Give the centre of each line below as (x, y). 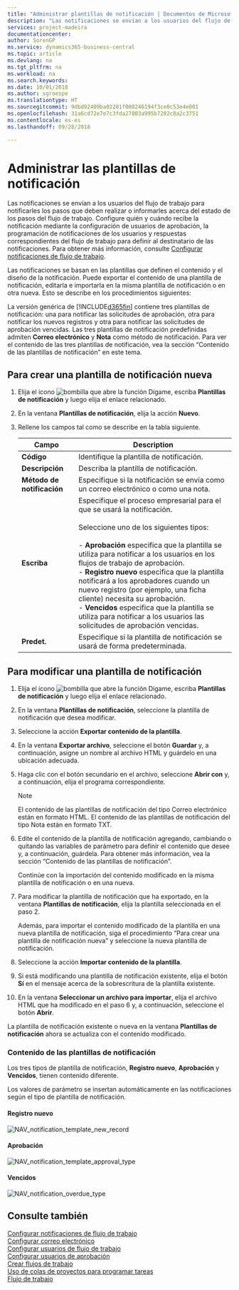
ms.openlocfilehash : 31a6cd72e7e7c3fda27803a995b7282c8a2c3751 (103, 114)
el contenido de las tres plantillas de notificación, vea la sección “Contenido (118, 345)
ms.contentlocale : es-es (44, 120)
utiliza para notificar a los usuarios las (141, 617)
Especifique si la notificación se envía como (151, 480)
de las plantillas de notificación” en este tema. (75, 352)
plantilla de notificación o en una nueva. (76, 883)
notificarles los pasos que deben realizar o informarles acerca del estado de (119, 211)
